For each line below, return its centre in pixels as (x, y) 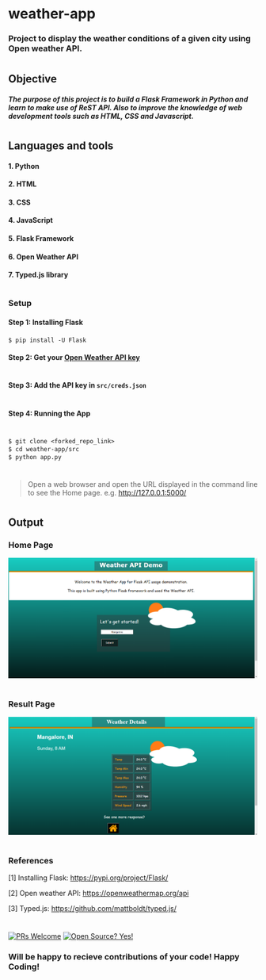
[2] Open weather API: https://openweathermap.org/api (99, 894)
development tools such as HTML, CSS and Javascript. (101, 116)
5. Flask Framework (41, 239)
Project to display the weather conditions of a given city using (129, 39)
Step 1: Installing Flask (46, 323)
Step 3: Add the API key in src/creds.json (77, 385)
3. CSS (19, 202)
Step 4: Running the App (49, 413)
